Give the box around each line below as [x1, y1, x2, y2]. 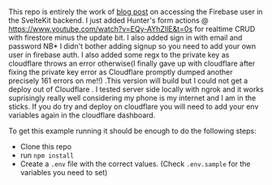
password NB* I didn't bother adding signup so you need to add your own [8, 41, 257, 51]
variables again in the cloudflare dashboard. [8, 110, 156, 120]
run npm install [19, 150, 75, 160]
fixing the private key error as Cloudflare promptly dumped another [8, 67, 233, 76]
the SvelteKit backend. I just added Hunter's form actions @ [8, 15, 209, 25]
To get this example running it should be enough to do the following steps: [8, 126, 257, 136]
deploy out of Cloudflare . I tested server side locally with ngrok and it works [8, 84, 264, 94]
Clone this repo [19, 142, 71, 151]
